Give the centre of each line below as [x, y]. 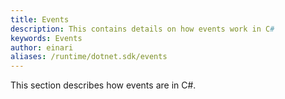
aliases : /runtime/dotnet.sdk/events [89, 57]
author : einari [42, 47]
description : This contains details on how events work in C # [142, 29]
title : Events [40, 19]
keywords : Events [46, 38]
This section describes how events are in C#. [103, 85]
